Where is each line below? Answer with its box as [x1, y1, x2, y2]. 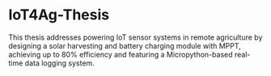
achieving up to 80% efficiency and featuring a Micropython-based [8, 49, 233, 59]
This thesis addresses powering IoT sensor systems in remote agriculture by [8, 32, 263, 42]
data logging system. [24, 58, 95, 68]
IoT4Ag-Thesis [8, 6, 110, 24]
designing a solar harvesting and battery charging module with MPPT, [8, 40, 241, 50]
